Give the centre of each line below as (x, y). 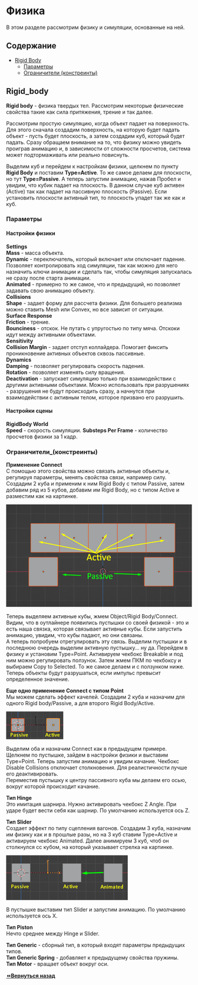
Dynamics (19, 360)
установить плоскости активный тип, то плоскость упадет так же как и (96, 198)
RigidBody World (27, 424)
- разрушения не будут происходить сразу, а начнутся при (80, 391)
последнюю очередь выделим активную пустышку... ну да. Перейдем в (97, 648)
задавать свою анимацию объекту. (51, 290)
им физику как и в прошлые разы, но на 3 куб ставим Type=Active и (92, 835)
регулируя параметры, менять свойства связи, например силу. (86, 477)
